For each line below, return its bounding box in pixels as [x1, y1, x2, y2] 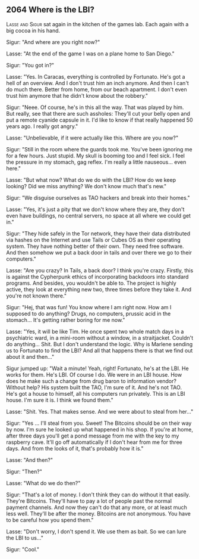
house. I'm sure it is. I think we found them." [6, 396, 114, 403]
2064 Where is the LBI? [6, 5, 95, 15]
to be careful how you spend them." [6, 516, 94, 523]
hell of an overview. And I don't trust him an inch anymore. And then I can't [6, 79, 189, 86]
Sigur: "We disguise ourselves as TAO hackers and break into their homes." [6, 194, 190, 201]
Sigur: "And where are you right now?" [6, 38, 100, 45]
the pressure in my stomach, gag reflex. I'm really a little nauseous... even [6, 158, 187, 166]
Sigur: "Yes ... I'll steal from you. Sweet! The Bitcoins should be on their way [6, 420, 192, 427]
